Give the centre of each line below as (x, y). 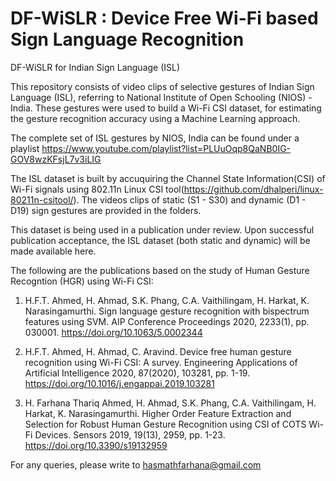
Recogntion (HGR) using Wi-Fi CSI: (82, 281)
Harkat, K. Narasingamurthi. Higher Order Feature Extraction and (158, 413)
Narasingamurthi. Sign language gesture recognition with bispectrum (167, 311)
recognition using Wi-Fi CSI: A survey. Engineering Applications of (161, 362)
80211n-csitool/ (42, 199)
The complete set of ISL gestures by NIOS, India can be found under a (155, 138)
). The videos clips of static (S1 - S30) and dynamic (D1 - (190, 199)
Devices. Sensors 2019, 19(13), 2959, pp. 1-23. (130, 434)
